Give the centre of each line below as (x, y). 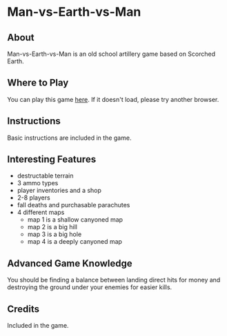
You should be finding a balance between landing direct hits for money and (114, 280)
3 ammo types (38, 183)
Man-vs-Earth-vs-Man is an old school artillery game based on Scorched (111, 54)
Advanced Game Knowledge (70, 263)
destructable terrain (45, 176)
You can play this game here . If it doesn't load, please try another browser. (113, 99)
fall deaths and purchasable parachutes (73, 205)
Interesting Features (52, 159)
